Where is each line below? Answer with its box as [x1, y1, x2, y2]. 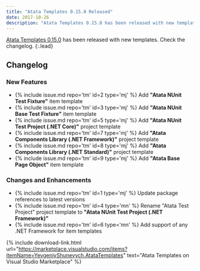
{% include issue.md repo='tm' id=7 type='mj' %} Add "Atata [14, 130, 167, 137]
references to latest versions [14, 196, 85, 203]
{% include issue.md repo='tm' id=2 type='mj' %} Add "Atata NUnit [14, 91, 182, 98]
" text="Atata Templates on [123, 252, 189, 259]
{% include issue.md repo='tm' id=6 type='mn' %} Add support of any [14, 221, 188, 229]
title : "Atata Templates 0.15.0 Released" [6, 8, 113, 15]
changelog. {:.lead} [6, 42, 54, 50]
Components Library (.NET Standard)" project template [14, 149, 154, 156]
